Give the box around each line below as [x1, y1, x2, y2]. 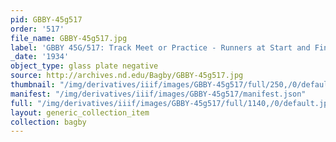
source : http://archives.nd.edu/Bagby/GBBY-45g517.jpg [10, 71, 244, 81]
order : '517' [10, 24, 65, 34]
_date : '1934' [10, 52, 70, 62]
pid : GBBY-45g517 [10, 14, 83, 25]
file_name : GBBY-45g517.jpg [10, 33, 128, 43]
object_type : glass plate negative [10, 61, 159, 71]
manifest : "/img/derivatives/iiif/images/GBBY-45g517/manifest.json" [10, 89, 307, 99]
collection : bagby [10, 117, 87, 127]
